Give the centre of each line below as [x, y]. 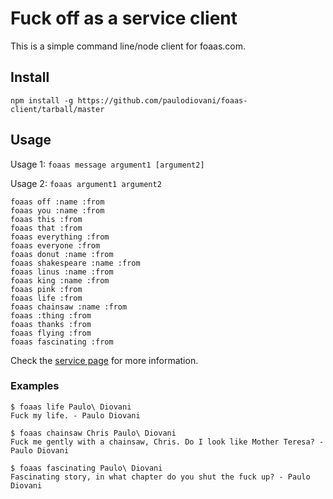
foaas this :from [46, 219]
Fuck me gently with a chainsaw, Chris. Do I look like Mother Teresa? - [167, 442]
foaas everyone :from [55, 245]
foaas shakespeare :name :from [75, 263]
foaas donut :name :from [62, 254]
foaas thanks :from [51, 324]
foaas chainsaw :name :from [69, 307]
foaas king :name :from [60, 280]
